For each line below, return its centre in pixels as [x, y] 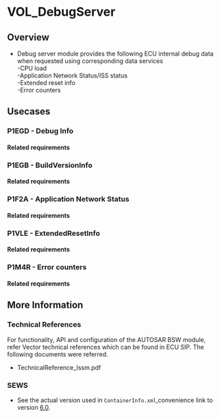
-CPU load [32, 68]
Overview [28, 37]
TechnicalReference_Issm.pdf [59, 367]
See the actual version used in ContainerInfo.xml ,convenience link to [115, 400]
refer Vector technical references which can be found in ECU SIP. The [106, 347]
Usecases [29, 111]
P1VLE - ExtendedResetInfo [54, 233]
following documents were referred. [58, 354]
